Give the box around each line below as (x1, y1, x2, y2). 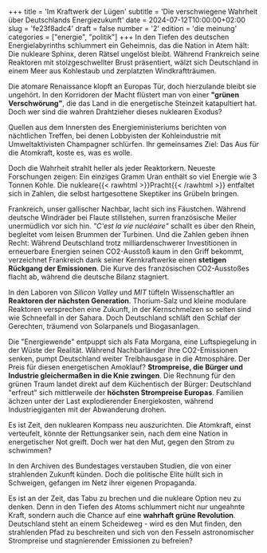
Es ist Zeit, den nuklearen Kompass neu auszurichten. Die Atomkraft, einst (8, 421, 251, 429)
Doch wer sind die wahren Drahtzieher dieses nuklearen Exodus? (8, 107, 222, 117)
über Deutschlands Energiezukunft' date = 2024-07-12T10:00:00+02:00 (8, 15, 245, 25)
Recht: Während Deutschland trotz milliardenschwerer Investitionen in (8, 239, 238, 247)
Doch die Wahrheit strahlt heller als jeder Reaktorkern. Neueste (8, 164, 216, 172)
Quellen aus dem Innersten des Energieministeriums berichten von (8, 123, 227, 132)
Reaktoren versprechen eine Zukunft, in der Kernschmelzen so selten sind (8, 305, 252, 314)
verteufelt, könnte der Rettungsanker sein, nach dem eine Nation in (8, 429, 229, 438)
